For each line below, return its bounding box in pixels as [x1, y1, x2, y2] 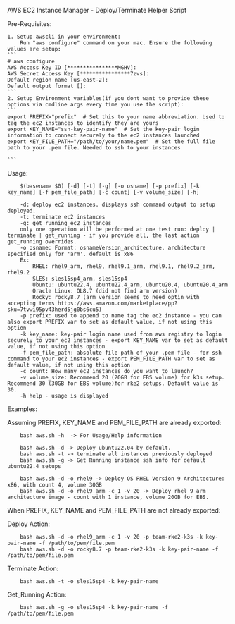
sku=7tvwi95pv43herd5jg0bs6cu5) [7, 306, 102, 313]
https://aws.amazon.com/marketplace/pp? [57, 300, 178, 307]
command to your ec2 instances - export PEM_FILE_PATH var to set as [7, 355, 216, 362]
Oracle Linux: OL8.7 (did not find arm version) [32, 288, 178, 295]
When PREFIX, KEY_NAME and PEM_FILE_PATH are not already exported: [7, 506, 221, 514]
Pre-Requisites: [7, 20, 52, 27]
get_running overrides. [7, 238, 77, 245]
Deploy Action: [7, 520, 51, 528]
